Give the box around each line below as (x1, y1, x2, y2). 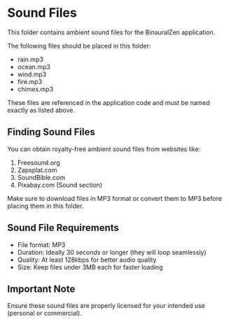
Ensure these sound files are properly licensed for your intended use (7, 302, 205, 310)
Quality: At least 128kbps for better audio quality (17, 255, 157, 264)
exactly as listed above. (7, 106, 76, 114)
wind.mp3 (17, 70, 47, 78)
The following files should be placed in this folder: (7, 41, 151, 50)
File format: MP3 (17, 240, 66, 249)
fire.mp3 (17, 77, 43, 85)
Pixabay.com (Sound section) (17, 181, 103, 189)
